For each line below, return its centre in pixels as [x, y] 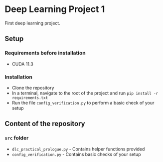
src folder [17, 138]
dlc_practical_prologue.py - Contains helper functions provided [78, 149]
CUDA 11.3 [22, 64]
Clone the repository [33, 87]
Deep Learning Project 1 [55, 9]
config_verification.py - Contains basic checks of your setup [76, 154]
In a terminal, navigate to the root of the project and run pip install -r [85, 93]
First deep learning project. [32, 23]
